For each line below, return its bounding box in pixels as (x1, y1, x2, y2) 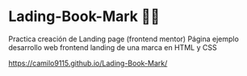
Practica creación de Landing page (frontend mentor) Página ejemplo (8, 34, 240, 44)
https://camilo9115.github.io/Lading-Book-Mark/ (8, 58, 168, 68)
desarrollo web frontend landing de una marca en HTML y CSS (8, 42, 217, 52)
